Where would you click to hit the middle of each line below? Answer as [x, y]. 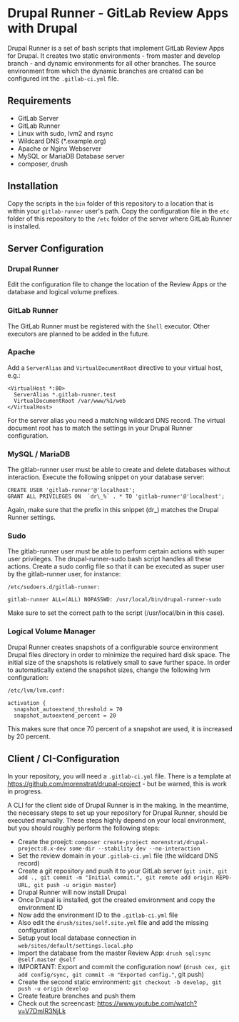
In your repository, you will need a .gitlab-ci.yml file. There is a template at [119, 776]
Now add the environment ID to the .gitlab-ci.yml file [98, 915]
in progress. [25, 791]
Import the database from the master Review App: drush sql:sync [115, 953]
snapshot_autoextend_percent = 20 [65, 716]
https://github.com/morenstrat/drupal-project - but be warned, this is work [117, 783]
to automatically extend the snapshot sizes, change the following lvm [109, 670]
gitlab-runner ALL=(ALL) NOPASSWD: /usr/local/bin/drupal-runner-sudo [115, 600]
